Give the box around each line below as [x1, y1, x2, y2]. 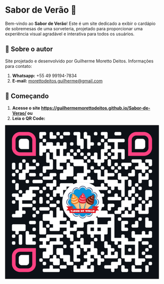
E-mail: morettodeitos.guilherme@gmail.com [12, 78, 103, 83]
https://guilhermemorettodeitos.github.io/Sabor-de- [41, 105, 150, 111]
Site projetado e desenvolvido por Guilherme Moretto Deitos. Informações [5, 58, 154, 64]
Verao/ [12, 110, 27, 116]
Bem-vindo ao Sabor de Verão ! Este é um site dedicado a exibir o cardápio [5, 20, 156, 26]
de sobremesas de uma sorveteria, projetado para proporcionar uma [5, 25, 143, 31]
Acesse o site [12, 105, 41, 111]
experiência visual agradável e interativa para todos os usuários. [5, 31, 135, 37]
